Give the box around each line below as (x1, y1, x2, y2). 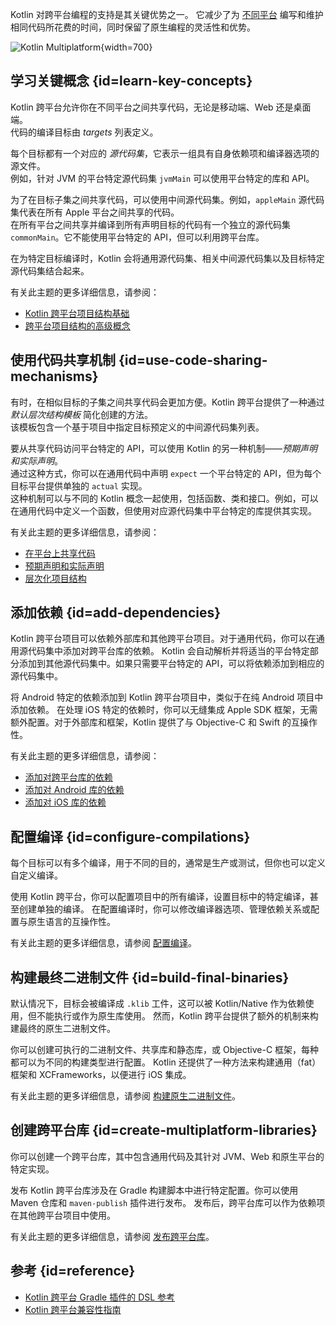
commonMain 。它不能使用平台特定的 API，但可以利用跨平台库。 (10, 231, 265, 243)
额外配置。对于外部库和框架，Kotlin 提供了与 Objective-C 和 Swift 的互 (10, 716, 300, 728)
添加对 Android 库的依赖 (24, 784, 125, 796)
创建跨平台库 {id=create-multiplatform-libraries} (10, 1122, 318, 1139)
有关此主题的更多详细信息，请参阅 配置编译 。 (10, 937, 197, 949)
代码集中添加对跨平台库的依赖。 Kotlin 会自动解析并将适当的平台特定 (27, 645, 310, 657)
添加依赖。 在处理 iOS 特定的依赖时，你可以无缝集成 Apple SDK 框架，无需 (10, 704, 318, 716)
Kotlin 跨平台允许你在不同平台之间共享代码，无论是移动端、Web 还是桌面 (10, 101, 312, 113)
